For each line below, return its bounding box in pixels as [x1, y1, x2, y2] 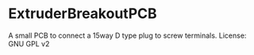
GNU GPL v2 [8, 38, 50, 48]
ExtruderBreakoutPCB [8, 5, 157, 23]
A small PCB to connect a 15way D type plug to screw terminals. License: [8, 31, 247, 40]
